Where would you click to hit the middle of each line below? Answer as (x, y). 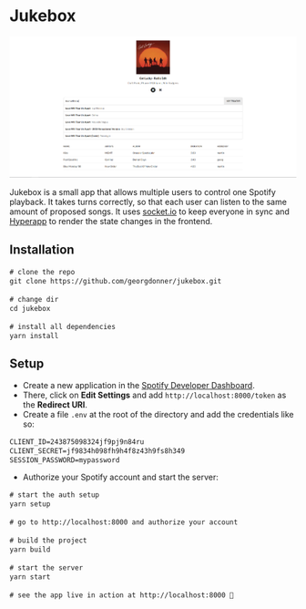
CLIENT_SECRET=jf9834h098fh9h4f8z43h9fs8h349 (97, 451)
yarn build (30, 550)
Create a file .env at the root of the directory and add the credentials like (158, 415)
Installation (42, 250)
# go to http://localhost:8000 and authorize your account (124, 522)
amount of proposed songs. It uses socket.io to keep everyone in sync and (149, 212)
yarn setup (30, 504)
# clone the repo (42, 272)
